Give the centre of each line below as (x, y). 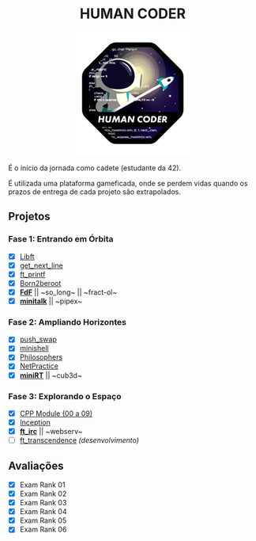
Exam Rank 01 (42, 485)
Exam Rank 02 (43, 494)
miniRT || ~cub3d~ (51, 375)
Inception (35, 422)
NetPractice (39, 366)
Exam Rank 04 (43, 512)
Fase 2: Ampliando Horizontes (67, 322)
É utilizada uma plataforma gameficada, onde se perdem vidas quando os (128, 183)
